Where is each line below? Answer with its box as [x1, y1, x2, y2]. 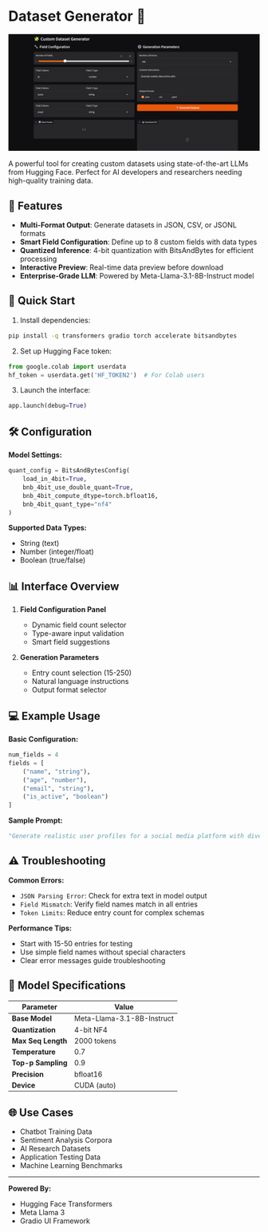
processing [19, 255, 57, 264]
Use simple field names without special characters [19, 947, 186, 957]
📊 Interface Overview [8, 579, 120, 593]
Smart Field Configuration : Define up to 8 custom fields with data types [19, 237, 258, 247]
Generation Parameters [19, 653, 100, 662]
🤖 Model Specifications [8, 979, 126, 993]
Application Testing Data [19, 1152, 101, 1162]
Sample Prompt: [8, 815, 63, 825]
